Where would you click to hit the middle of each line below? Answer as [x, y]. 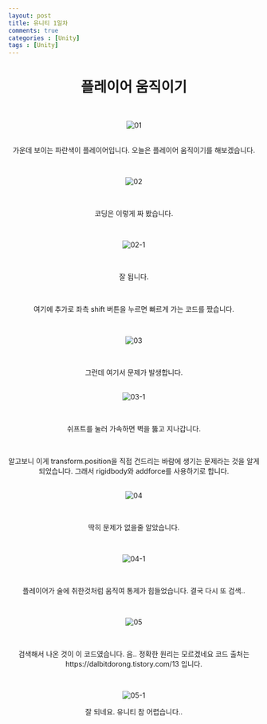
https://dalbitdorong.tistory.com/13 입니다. [134, 664]
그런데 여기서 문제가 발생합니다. [134, 372]
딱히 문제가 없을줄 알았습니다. [134, 528]
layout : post [30, 16]
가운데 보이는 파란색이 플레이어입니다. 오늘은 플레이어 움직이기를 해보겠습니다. [134, 150]
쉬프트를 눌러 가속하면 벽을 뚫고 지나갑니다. [134, 429]
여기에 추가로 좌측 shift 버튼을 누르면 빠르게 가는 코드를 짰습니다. [134, 309]
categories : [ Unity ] [44, 38]
